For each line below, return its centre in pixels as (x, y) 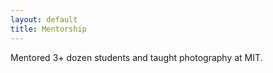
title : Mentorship (48, 29)
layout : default (44, 19)
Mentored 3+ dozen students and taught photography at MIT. (136, 57)
